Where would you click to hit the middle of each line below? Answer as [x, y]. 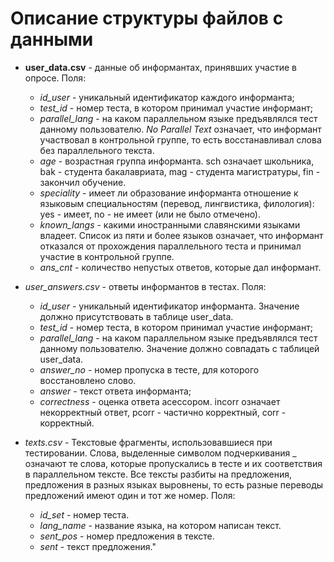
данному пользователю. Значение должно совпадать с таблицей [179, 348]
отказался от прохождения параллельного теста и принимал [170, 246]
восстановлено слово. [88, 380]
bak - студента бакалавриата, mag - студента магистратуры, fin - [180, 171]
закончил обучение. [83, 182]
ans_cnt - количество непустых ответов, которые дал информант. [180, 267]
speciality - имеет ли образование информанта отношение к [169, 193]
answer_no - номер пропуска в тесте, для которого [149, 369]
